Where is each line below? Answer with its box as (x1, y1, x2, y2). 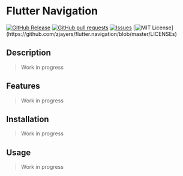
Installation (6, 114, 49, 124)
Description (6, 48, 51, 58)
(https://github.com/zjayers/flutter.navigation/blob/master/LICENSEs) (6, 30, 177, 37)
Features (6, 81, 40, 91)
